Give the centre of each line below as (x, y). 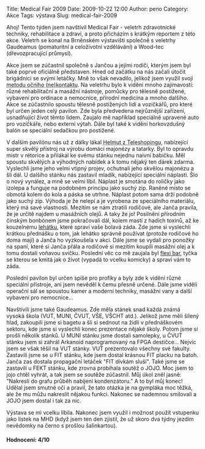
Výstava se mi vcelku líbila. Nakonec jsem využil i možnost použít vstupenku (103, 413)
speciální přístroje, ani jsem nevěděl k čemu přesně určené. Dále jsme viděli (102, 284)
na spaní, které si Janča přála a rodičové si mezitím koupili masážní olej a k (101, 247)
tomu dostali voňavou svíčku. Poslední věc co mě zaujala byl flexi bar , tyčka (102, 253)
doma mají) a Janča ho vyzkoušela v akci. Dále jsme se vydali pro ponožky (100, 240)
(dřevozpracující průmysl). (39, 53)
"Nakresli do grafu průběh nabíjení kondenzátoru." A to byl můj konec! (95, 381)
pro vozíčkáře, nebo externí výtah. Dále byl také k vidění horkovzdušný (96, 124)
